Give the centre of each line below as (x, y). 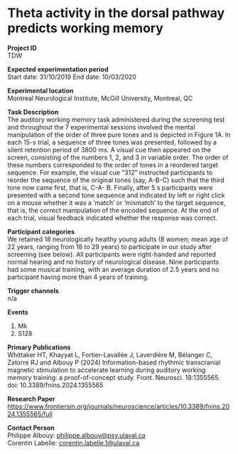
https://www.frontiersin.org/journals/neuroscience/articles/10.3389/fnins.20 (119, 406)
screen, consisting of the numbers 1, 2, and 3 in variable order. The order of (118, 157)
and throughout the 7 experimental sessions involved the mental (101, 127)
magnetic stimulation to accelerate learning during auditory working (107, 370)
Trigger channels (33, 290)
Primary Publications (39, 347)
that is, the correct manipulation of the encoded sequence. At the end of (113, 210)
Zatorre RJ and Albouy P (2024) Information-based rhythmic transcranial (114, 362)
